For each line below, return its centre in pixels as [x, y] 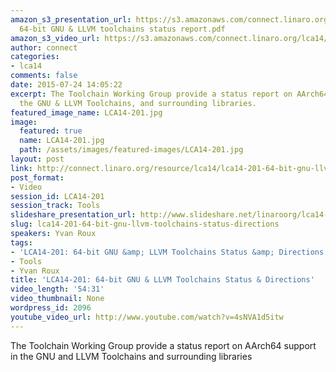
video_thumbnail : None [57, 299]
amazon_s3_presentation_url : [71, 19]
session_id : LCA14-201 [57, 196]
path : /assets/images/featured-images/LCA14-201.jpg [131, 150]
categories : [35, 57]
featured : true [51, 131]
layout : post [37, 159]
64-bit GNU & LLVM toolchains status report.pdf [122, 29]
